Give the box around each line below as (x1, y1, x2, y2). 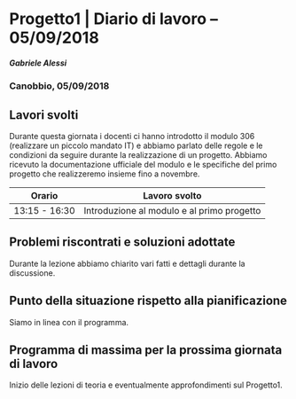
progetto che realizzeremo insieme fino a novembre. (9, 168, 200, 179)
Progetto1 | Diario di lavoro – (9, 9, 219, 29)
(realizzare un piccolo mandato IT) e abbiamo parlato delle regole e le (9, 140, 263, 151)
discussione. (9, 267, 56, 278)
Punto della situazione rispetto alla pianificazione (9, 293, 288, 309)
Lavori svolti (9, 107, 79, 122)
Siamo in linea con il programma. (9, 317, 129, 327)
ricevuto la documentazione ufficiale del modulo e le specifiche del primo (9, 159, 277, 169)
